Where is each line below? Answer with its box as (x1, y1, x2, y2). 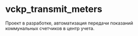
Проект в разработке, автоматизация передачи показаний (5, 20, 133, 26)
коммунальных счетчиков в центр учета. (5, 25, 95, 31)
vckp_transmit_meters (5, 3, 103, 15)
